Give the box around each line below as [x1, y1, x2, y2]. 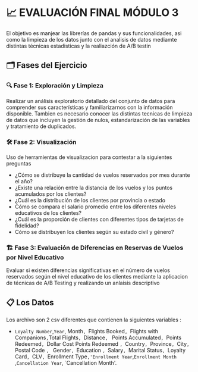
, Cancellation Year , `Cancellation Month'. [14, 360, 117, 367]
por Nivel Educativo [6, 253, 64, 261]
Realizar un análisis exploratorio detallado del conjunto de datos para [6, 97, 175, 104]
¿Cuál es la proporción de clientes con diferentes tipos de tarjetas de [14, 215, 184, 223]
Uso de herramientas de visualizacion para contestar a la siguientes [6, 154, 172, 161]
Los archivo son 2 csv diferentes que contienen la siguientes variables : [6, 316, 181, 323]
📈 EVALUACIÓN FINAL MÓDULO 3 [6, 6, 179, 20]
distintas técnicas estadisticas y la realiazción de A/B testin [6, 42, 152, 49]
